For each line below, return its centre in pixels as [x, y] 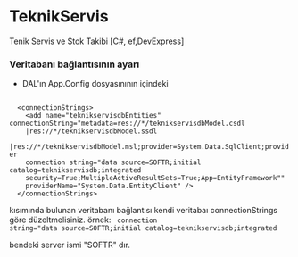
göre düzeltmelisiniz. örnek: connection [83, 220]
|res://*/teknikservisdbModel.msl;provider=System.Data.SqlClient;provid [149, 147]
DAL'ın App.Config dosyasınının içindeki [95, 84]
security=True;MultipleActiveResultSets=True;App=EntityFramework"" [155, 178]
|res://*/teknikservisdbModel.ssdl [91, 131]
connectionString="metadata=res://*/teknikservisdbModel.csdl [127, 124]
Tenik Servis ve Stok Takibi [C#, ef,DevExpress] [97, 41]
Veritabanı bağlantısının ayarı [74, 64]
